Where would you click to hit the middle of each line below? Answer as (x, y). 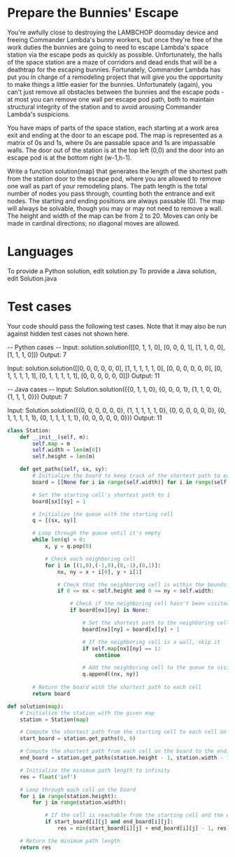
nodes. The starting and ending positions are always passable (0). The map (116, 200)
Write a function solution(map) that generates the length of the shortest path (117, 171)
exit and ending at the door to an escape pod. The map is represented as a (115, 135)
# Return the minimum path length (70, 841)
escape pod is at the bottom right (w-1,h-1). (70, 157)
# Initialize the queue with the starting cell (103, 514)
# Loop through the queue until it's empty (97, 533)
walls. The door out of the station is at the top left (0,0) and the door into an (116, 150)
